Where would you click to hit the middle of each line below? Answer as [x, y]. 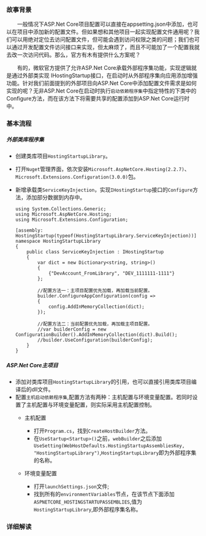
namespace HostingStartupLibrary [58, 241]
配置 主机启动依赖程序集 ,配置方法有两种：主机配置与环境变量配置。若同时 [104, 397]
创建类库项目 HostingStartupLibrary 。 [63, 156]
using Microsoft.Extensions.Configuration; [72, 220]
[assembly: [29, 231]
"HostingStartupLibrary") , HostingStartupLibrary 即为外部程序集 [115, 453]
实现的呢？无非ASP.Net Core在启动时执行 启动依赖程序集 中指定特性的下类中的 [101, 91]
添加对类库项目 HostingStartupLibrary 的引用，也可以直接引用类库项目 [103, 382]
